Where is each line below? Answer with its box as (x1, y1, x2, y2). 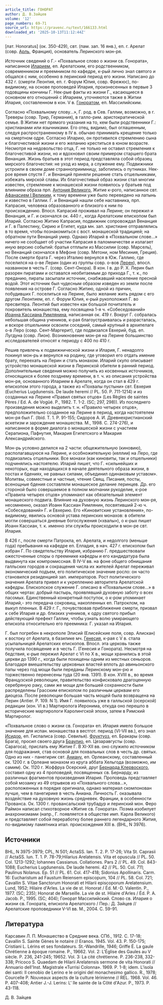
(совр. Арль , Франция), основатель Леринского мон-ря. (5, 48, 123, 54)
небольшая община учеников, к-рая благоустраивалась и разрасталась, (5, 317, 157, 323)
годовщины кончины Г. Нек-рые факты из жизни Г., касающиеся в (5, 89, 144, 95)
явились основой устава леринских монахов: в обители (29, 513, 145, 518)
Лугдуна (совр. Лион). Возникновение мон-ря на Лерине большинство (5, 333, 153, 338)
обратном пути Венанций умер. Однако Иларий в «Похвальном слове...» (5, 234, 158, 240)
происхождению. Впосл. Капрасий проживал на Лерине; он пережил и (5, 208, 153, 213)
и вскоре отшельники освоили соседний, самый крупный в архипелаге (5, 322, 154, 328)
